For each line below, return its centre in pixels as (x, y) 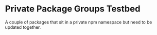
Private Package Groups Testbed (73, 9)
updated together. (23, 27)
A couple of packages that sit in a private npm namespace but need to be (78, 22)
